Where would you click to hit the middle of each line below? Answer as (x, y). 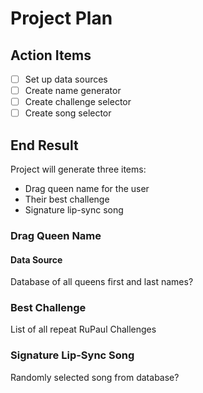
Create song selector (68, 113)
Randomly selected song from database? (95, 377)
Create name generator (73, 91)
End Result (44, 145)
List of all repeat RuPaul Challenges (83, 329)
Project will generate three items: (78, 169)
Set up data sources (66, 79)
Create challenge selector (78, 102)
